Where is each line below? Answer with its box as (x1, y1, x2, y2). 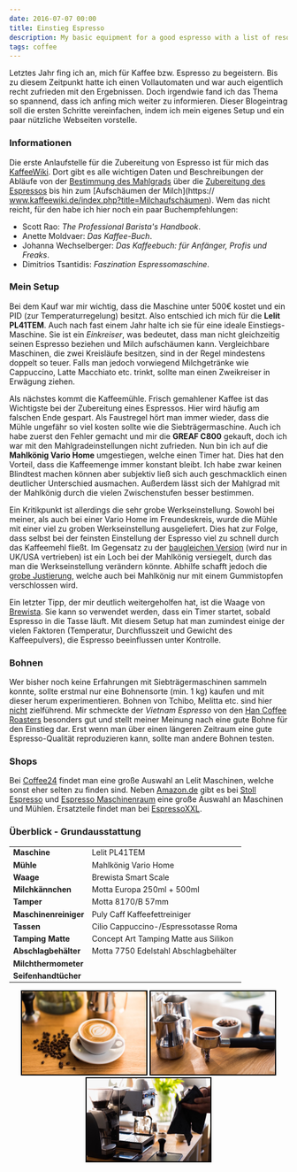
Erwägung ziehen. (9, 376, 75, 387)
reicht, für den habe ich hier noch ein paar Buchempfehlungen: (9, 204, 239, 214)
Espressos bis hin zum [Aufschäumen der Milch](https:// (9, 185, 215, 196)
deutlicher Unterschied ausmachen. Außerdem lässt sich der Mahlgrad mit (9, 478, 280, 489)
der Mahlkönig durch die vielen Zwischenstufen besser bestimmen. (9, 487, 255, 497)
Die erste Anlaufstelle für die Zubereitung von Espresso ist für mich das (9, 157, 270, 167)
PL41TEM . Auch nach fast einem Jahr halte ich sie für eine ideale (9, 320, 247, 330)
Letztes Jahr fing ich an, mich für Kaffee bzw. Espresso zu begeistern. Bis (9, 67, 278, 79)
